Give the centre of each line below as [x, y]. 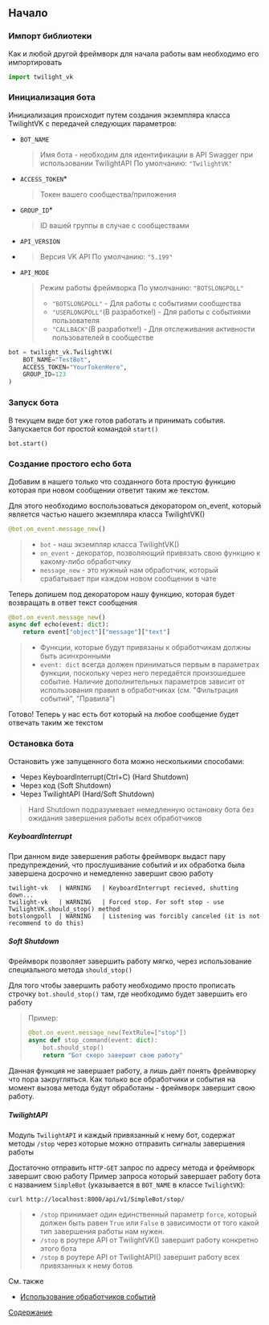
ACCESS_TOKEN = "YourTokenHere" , [75, 367]
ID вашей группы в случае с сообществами [115, 225]
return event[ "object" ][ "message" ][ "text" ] [97, 632]
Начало [28, 13]
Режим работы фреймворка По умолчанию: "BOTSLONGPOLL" [142, 288]
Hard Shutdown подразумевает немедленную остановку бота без [141, 809]
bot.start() [28, 444]
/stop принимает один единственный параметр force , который [148, 1214]
